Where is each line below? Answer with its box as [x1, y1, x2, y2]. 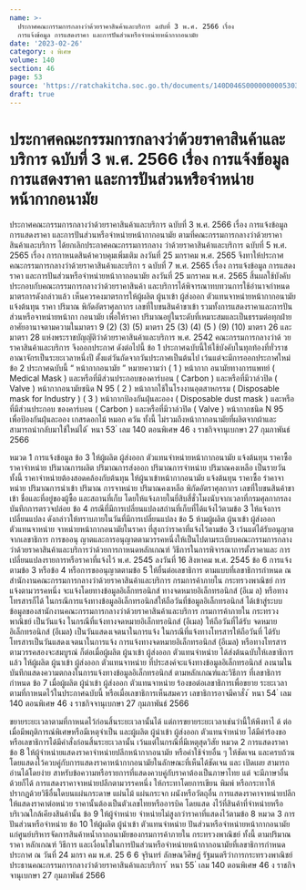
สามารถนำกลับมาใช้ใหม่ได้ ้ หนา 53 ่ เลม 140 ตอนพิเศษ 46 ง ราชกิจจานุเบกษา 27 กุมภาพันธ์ [9, 425, 291, 435]
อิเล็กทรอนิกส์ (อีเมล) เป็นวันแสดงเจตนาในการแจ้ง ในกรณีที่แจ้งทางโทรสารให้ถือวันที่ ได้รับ [9, 626, 280, 638]
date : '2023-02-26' [9, 38, 84, 48]
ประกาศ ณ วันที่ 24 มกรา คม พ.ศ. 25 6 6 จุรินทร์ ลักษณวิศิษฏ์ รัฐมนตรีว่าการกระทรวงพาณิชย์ [9, 849, 293, 861]
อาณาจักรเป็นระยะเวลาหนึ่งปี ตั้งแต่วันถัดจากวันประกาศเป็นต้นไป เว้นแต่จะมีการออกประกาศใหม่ [9, 353, 291, 363]
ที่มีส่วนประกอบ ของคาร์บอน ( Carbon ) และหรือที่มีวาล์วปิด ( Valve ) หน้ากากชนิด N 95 [9, 404, 284, 414]
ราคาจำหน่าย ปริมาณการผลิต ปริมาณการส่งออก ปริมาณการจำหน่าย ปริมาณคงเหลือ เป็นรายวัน [9, 462, 287, 474]
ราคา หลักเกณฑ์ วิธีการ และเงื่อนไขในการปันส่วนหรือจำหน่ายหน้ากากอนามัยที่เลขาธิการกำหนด [9, 839, 286, 850]
